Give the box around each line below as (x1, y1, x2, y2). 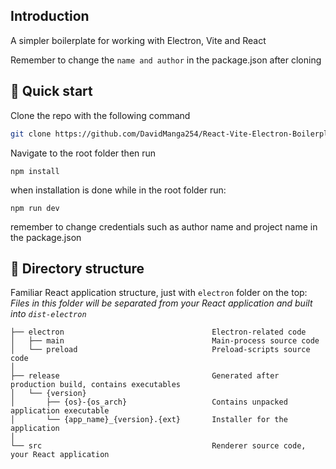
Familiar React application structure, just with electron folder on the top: (10, 287, 308, 299)
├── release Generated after (10, 371, 280, 381)
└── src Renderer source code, (10, 441, 307, 451)
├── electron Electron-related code (10, 327, 307, 338)
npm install (10, 166, 60, 176)
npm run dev (10, 203, 60, 213)
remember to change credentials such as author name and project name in (10, 220, 318, 233)
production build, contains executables (10, 380, 182, 390)
